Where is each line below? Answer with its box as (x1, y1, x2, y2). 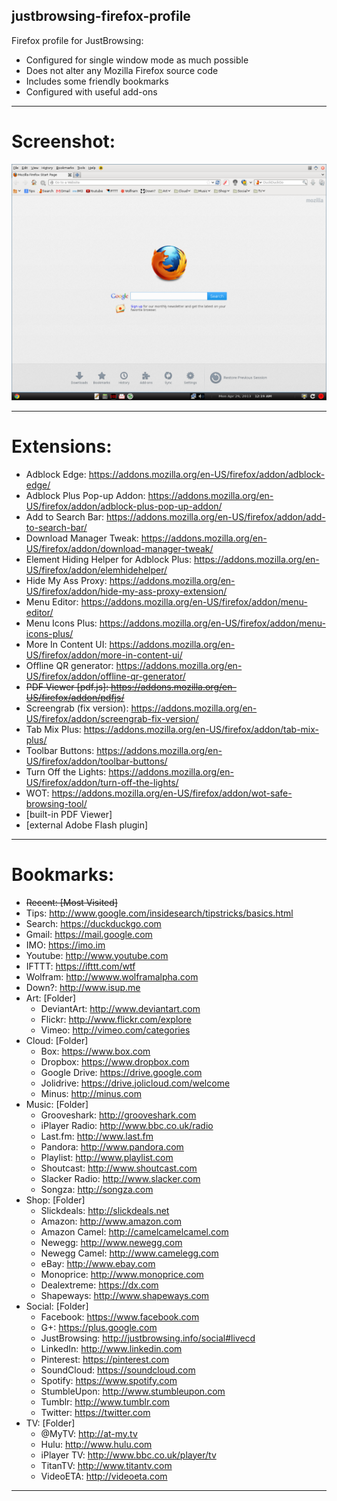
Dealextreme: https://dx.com (40, 1279, 159, 1291)
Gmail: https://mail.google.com (25, 928, 153, 940)
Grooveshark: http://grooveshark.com (40, 1109, 197, 1121)
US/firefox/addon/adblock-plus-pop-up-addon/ (25, 500, 223, 512)
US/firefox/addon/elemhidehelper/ (25, 564, 168, 576)
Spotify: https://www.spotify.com (40, 1374, 178, 1386)
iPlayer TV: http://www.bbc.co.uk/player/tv (40, 1449, 217, 1461)
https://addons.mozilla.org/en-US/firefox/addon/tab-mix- (83, 723, 320, 735)
